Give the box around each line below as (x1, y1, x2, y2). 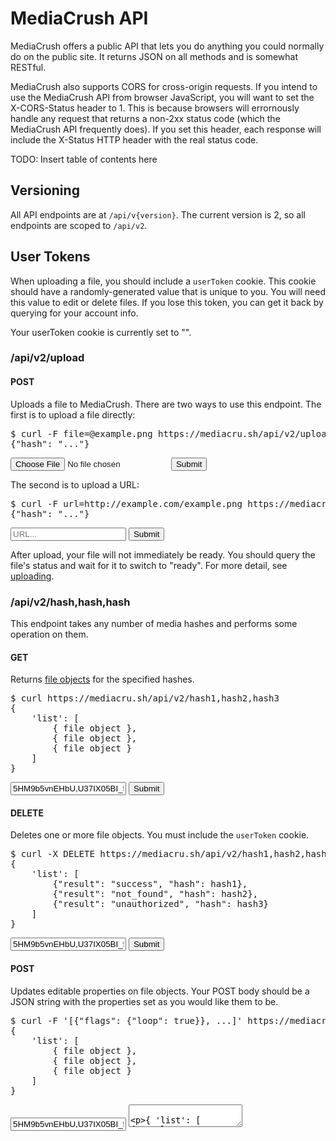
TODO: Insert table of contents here (10, 153, 158, 165)
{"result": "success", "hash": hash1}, (52, 878, 248, 890)
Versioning (10, 182, 80, 199)
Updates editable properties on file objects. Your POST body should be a (10, 985, 310, 997)
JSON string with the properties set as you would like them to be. (10, 995, 279, 1007)
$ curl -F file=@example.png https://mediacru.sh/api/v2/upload (10, 428, 333, 439)
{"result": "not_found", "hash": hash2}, (52, 888, 259, 900)
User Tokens (10, 248, 91, 266)
